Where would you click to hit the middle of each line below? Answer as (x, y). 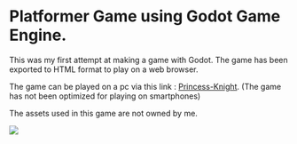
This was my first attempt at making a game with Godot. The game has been (148, 60)
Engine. (38, 35)
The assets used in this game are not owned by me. (103, 113)
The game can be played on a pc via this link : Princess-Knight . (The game (145, 86)
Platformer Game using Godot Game (145, 16)
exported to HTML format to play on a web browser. (104, 69)
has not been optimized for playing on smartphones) (105, 96)
